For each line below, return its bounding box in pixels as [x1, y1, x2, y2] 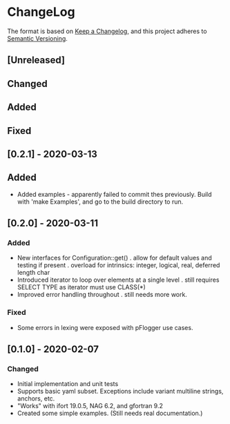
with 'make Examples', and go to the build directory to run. [17, 197, 184, 206]
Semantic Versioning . [7, 34, 68, 42]
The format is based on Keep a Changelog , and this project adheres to [7, 27, 207, 35]
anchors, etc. [17, 394, 55, 403]
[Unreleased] [7, 55, 66, 66]
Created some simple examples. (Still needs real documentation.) [17, 409, 203, 418]
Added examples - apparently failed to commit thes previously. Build [17, 190, 212, 198]
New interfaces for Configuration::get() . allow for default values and [17, 253, 212, 262]
